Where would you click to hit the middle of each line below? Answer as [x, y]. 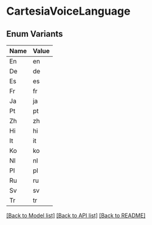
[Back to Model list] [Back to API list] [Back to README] [76, 216]
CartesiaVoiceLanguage [68, 11]
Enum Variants [35, 34]
